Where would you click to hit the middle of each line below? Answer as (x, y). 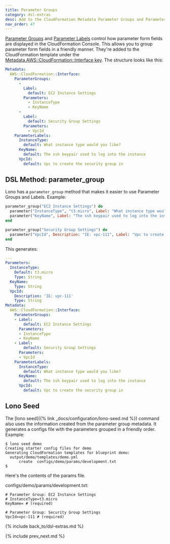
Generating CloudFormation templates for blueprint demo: (68, 453)
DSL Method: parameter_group (55, 180)
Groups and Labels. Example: (36, 197)
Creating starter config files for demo (49, 448)
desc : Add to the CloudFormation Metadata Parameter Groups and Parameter (86, 19)
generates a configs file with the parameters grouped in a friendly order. (80, 429)
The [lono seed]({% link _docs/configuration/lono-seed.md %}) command (82, 418)
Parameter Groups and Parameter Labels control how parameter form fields (84, 39)
